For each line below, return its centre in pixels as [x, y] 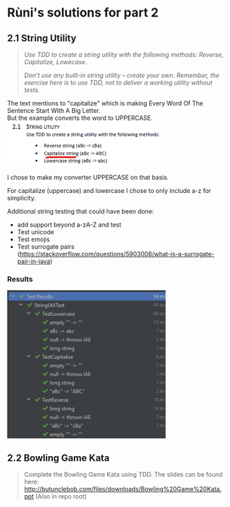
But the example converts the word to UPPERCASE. [80, 118]
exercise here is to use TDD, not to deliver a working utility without [118, 83]
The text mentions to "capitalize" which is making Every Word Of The [105, 103]
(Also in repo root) [61, 497]
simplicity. [21, 198]
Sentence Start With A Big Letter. [54, 111]
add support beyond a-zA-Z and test [69, 225]
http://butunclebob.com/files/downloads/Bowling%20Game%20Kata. [123, 489]
